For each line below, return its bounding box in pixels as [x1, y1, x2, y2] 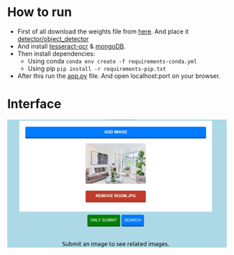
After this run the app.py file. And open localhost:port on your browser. [17, 71, 221, 80]
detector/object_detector [17, 34, 89, 42]
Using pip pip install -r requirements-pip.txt [27, 64, 166, 72]
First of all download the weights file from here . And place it [17, 27, 189, 36]
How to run [7, 4, 72, 20]
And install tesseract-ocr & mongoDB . [17, 42, 126, 50]
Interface [7, 96, 61, 112]
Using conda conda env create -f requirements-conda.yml [27, 56, 197, 65]
